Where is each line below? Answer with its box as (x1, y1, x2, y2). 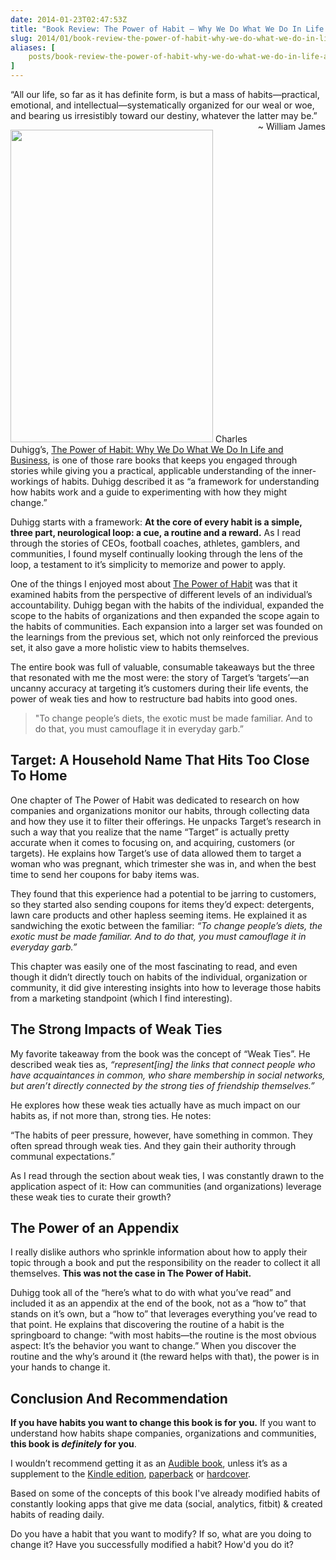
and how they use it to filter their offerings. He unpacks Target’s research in (10, 815, 322, 827)
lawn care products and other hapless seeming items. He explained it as (10, 909, 308, 921)
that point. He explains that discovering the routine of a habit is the (10, 1319, 285, 1331)
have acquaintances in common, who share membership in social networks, (10, 1069, 326, 1081)
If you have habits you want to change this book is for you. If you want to (10, 1417, 317, 1429)
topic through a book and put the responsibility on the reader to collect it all (10, 1257, 321, 1269)
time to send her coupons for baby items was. (10, 868, 200, 880)
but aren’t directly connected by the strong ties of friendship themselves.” (10, 1079, 315, 1091)
